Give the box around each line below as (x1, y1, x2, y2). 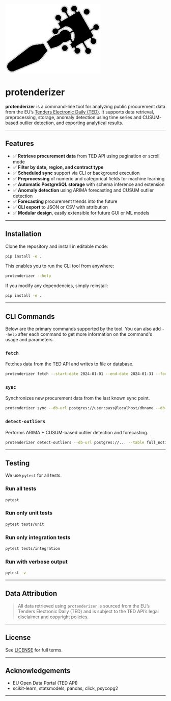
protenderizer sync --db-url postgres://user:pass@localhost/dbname (5, 406, 154, 411)
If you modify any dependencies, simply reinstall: (5, 283, 108, 289)
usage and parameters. (5, 337, 54, 342)
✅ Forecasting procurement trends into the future (12, 198, 118, 204)
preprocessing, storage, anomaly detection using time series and (5, 114, 141, 120)
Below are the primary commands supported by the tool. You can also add (5, 326, 161, 332)
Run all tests (5, 485, 37, 492)
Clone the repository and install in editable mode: (5, 243, 108, 249)
